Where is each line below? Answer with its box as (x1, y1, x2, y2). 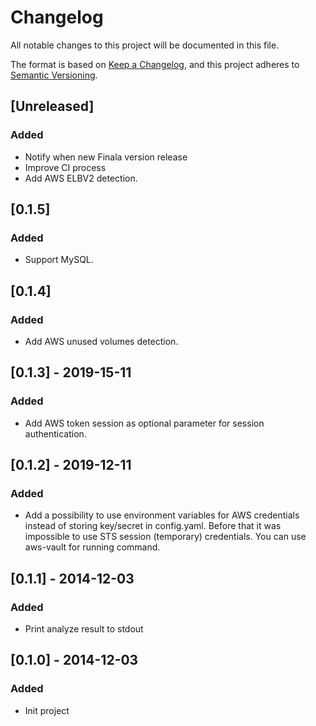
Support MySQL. (24, 254, 94, 266)
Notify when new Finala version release (24, 151, 188, 163)
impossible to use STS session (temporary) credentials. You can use (24, 531, 307, 543)
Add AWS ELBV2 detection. (24, 172, 138, 184)
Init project (24, 704, 70, 716)
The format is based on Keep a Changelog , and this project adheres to (10, 58, 300, 70)
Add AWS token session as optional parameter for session (24, 417, 265, 429)
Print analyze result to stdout (24, 623, 144, 635)
